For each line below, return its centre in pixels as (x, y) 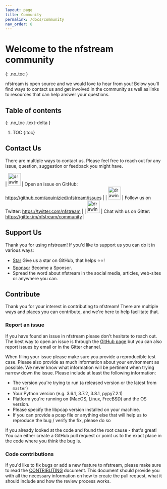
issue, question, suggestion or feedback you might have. (64, 166)
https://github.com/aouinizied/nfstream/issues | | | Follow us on (78, 198)
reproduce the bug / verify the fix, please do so (62, 420)
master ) (20, 388)
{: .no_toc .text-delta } (28, 123)
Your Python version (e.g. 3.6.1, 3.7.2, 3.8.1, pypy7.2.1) (67, 393)
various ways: (20, 250)
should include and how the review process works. (58, 481)
